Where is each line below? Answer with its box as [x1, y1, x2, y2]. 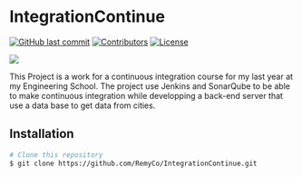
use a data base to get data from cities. [9, 100, 156, 111]
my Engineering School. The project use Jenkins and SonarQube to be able [9, 80, 290, 92]
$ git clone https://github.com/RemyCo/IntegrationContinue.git [9, 159, 258, 168]
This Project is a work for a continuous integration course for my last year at [9, 71, 293, 82]
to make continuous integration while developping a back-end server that [9, 90, 284, 101]
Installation [9, 126, 74, 142]
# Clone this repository [9, 150, 103, 160]
